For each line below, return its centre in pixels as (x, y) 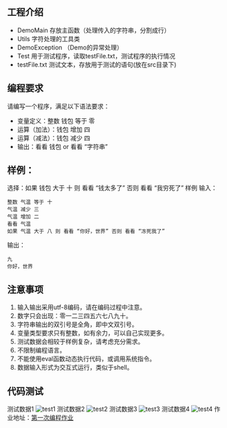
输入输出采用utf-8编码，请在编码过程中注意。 (82, 307)
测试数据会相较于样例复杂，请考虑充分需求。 (80, 341)
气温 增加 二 (23, 217)
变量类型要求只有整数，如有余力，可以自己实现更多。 (93, 333)
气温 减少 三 (23, 210)
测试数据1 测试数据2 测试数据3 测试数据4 (99, 409)
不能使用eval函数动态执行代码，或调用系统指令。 (86, 359)
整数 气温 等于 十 (30, 202)
